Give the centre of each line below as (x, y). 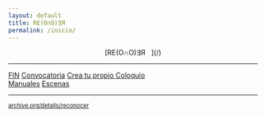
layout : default (35, 15)
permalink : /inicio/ (42, 30)
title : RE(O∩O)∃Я (37, 23)
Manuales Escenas (39, 84)
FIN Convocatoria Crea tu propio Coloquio (77, 75)
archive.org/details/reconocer (49, 106)
